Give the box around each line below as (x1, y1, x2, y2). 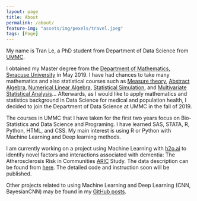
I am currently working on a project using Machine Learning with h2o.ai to (6, 145, 187, 152)
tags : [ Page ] (6, 31, 39, 37)
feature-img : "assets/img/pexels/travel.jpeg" (6, 25, 123, 32)
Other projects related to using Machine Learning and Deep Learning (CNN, (6, 182, 191, 189)
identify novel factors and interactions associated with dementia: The (6, 151, 175, 158)
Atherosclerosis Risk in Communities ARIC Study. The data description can (6, 158, 189, 165)
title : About (6, 14, 39, 20)
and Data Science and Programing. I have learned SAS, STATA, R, (30, 121, 190, 128)
